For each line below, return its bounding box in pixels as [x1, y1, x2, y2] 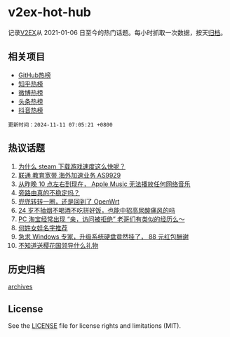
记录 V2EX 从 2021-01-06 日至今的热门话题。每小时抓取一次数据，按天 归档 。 [8, 28, 227, 37]
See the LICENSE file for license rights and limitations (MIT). [8, 322, 182, 330]
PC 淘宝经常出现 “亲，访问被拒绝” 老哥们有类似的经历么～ [18, 215, 185, 223]
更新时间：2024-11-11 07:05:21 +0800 [8, 121, 113, 128]
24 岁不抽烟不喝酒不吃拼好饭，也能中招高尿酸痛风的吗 [18, 206, 176, 214]
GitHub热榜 [18, 71, 51, 79]
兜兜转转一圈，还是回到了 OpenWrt [18, 197, 120, 206]
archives [8, 282, 33, 291]
